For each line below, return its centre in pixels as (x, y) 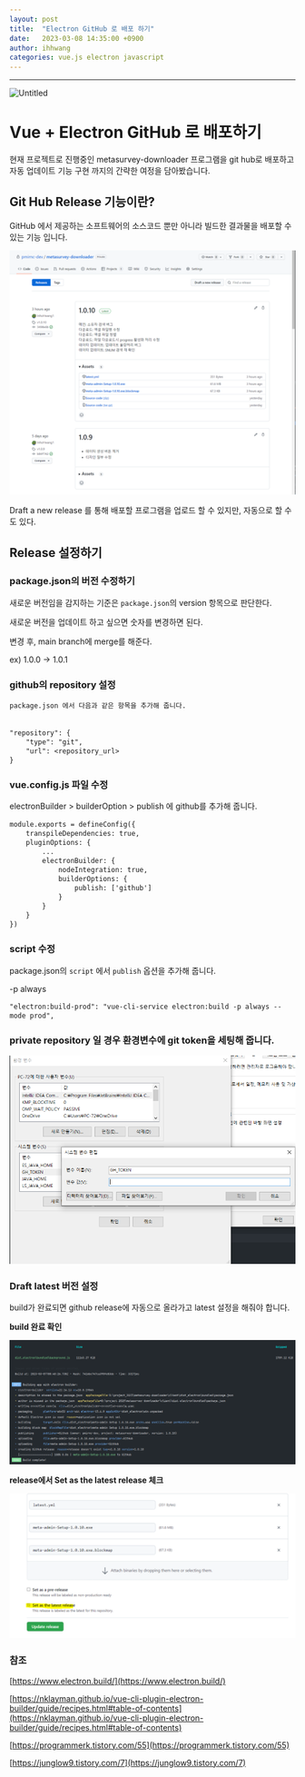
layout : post (34, 19)
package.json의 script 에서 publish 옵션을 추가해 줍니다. (113, 970)
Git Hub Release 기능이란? (83, 202)
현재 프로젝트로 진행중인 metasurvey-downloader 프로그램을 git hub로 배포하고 (152, 160)
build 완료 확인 (36, 1327)
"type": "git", (54, 742)
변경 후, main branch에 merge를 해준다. (81, 641)
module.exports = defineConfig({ (73, 825)
